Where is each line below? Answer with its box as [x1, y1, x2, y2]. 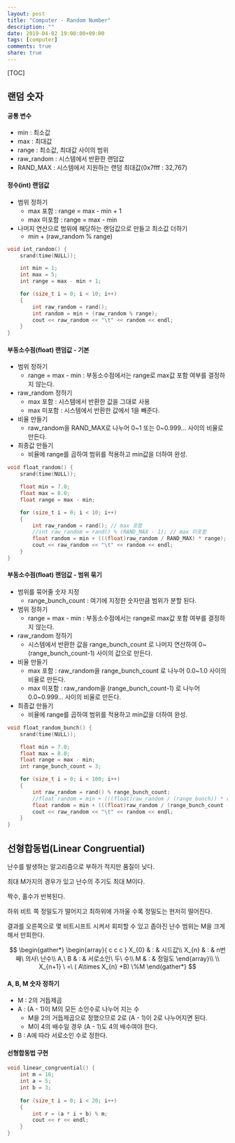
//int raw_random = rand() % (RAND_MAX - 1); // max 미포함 [32, 529, 207, 536]
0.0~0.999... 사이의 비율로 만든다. [27, 692, 121, 701]
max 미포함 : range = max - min [27, 215, 117, 224]
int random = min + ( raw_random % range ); [32, 310, 158, 317]
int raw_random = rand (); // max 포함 [32, 522, 143, 529]
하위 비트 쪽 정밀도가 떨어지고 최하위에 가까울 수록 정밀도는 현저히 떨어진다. [7, 907, 213, 916]
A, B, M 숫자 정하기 [7, 979, 59, 987]
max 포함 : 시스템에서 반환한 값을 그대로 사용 [27, 398, 150, 406]
